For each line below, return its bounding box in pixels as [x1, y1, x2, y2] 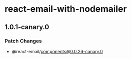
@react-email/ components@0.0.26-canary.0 [11, 48, 103, 54]
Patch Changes [4, 38, 42, 44]
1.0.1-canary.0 [4, 23, 50, 31]
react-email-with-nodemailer [4, 3, 127, 15]
